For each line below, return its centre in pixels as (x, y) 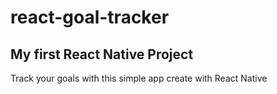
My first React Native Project (102, 54)
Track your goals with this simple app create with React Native (139, 78)
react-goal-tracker (90, 17)
